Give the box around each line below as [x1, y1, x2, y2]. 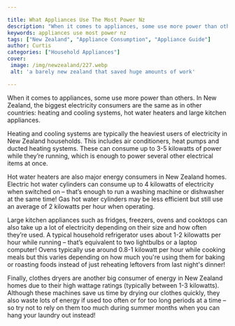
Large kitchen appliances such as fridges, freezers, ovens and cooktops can [7, 216, 228, 224]
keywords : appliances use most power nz [7, 29, 127, 36]
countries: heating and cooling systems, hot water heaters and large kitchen [7, 108, 227, 117]
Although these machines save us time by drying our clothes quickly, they [7, 288, 220, 297]
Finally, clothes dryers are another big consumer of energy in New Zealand [7, 274, 223, 282]
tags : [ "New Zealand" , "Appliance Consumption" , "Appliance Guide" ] [7, 36, 211, 43]
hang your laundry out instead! [7, 311, 96, 319]
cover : [7, 55, 27, 63]
